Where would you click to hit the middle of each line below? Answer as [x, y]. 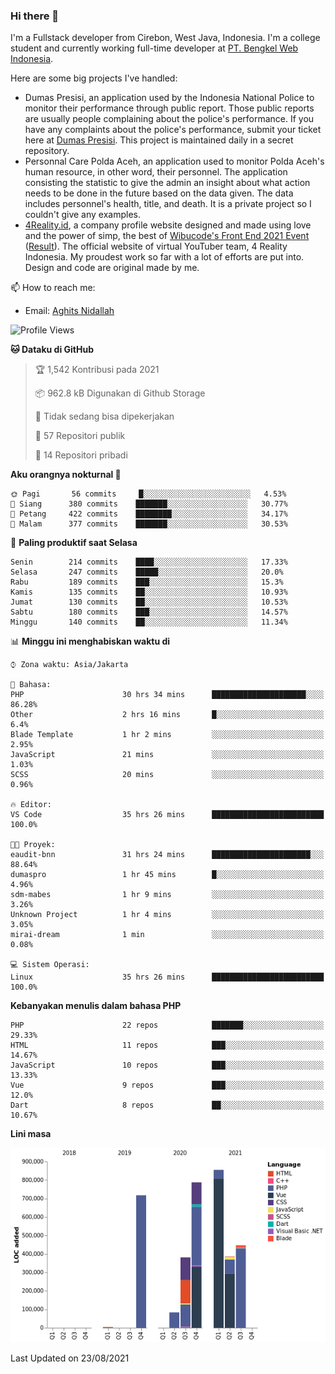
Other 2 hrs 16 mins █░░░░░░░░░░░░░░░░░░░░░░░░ [167, 715]
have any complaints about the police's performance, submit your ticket [173, 130]
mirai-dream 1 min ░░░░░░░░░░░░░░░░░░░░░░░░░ [167, 935]
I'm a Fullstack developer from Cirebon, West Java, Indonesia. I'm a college [165, 38]
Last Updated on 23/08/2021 [70, 1358]
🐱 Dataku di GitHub [52, 350]
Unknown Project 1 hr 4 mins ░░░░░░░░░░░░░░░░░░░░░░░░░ [167, 915]
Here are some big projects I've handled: [94, 78]
